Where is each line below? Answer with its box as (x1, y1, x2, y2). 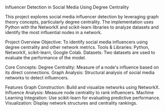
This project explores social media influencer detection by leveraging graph (5, 14, 159, 19)
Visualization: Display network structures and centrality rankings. (5, 100, 137, 106)
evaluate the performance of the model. (5, 55, 86, 61)
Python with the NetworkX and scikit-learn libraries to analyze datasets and (5, 24, 159, 30)
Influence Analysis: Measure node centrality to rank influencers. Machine (5, 90, 154, 95)
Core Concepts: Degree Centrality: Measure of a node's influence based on (5, 64, 159, 70)
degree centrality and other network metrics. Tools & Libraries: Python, (5, 44, 150, 50)
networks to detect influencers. (5, 75, 69, 80)
